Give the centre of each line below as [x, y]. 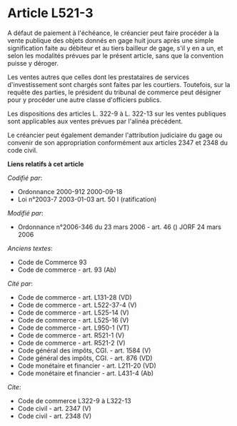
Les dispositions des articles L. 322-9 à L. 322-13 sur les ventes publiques [117, 113]
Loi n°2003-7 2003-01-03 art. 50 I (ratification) [87, 199]
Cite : [14, 387]
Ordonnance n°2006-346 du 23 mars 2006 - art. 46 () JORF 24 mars [119, 227]
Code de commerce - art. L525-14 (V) [74, 313]
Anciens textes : [30, 248]
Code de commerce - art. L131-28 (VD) [75, 297]
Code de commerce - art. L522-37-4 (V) [77, 305]
